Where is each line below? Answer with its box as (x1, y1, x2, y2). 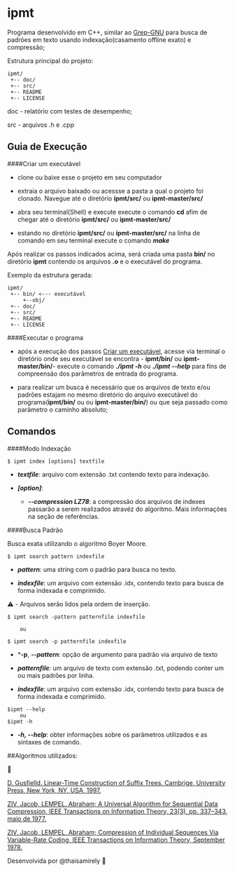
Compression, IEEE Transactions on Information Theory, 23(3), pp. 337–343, (7, 807, 228, 815)
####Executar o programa (7, 333, 84, 341)
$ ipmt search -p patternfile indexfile (7, 638, 127, 645)
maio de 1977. (7, 815, 47, 823)
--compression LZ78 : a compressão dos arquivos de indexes (27, 497, 206, 505)
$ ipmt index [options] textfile (7, 458, 105, 465)
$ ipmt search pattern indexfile (7, 552, 105, 560)
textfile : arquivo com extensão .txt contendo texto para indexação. (17, 470, 211, 478)
